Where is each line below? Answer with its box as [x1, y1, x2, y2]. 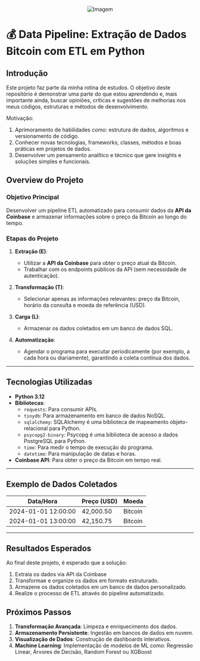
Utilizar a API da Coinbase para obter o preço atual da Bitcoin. [23, 259, 177, 266]
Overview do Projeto [6, 175, 84, 185]
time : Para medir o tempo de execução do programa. [23, 444, 154, 451]
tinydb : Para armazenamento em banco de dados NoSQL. [23, 412, 166, 419]
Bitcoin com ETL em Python [6, 45, 145, 58]
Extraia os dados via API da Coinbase [14, 571, 107, 578]
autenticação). [23, 272, 60, 279]
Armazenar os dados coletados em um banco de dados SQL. [23, 324, 174, 331]
